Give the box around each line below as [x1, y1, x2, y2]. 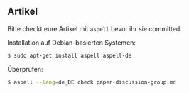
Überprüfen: [7, 65, 44, 73]
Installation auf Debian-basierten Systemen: [7, 38, 136, 47]
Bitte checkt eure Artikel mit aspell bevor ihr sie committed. [7, 24, 183, 33]
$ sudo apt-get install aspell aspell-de [7, 52, 132, 59]
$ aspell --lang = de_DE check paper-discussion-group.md [7, 78, 176, 86]
